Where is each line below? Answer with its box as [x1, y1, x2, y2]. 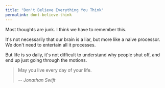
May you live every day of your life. [17, 67, 92, 73]
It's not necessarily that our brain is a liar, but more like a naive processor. [5, 36, 160, 42]
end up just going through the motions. [5, 57, 87, 63]
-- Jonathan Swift [17, 77, 56, 83]
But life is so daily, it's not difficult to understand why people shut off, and [5, 52, 160, 58]
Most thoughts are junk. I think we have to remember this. [5, 26, 127, 32]
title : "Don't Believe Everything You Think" [5, 7, 104, 13]
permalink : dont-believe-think [5, 12, 72, 17]
